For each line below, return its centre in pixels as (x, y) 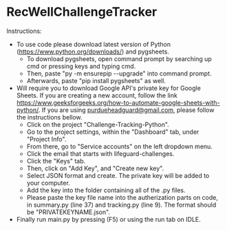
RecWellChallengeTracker (82, 12)
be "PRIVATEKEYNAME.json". (68, 212)
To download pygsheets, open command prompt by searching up (119, 58)
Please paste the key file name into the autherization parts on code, (122, 197)
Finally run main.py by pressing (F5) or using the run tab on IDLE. (108, 219)
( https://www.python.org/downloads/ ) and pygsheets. (93, 51)
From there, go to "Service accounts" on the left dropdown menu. (119, 146)
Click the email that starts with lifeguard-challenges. (100, 153)
